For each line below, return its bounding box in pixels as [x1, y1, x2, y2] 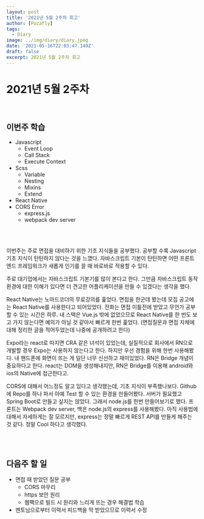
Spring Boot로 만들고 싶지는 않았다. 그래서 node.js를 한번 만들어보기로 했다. [6, 398, 188, 405]
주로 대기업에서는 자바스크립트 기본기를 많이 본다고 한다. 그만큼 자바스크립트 [6, 275, 187, 283]
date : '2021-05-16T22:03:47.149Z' [6, 43, 94, 49]
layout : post [6, 9, 40, 15]
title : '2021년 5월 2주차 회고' [6, 15, 81, 21]
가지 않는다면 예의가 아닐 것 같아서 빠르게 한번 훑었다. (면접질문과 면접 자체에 [12, 319, 195, 326]
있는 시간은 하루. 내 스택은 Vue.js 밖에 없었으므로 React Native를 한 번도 [19, 311, 191, 319]
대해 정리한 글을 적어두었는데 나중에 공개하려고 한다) [6, 327, 130, 334]
